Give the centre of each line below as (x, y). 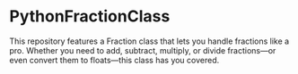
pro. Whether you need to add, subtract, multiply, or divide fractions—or (143, 50)
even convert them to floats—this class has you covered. (114, 60)
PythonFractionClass (90, 16)
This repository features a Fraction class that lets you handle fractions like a (149, 41)
